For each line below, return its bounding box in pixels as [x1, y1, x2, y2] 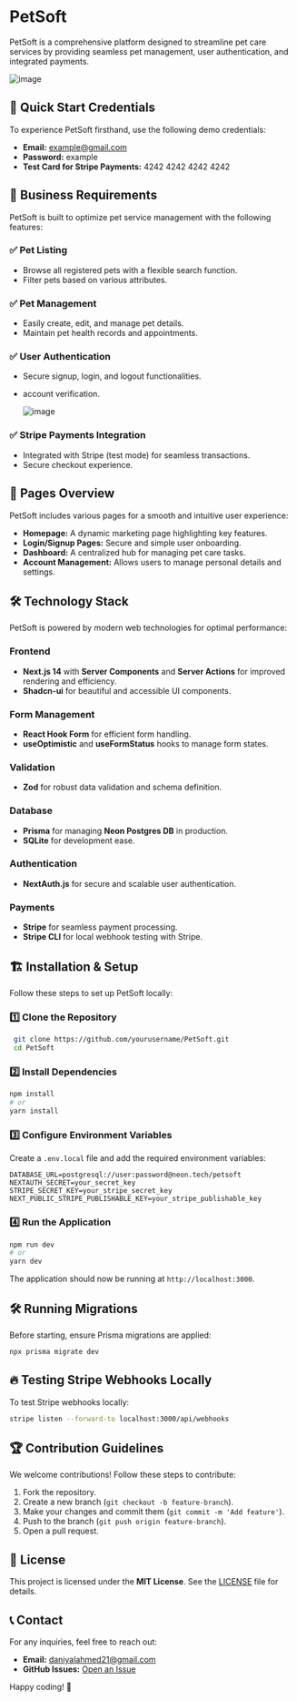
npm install [9, 1090, 54, 1099]
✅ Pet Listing [9, 244, 68, 257]
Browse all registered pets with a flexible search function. [22, 264, 238, 275]
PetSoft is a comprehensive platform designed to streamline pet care [9, 36, 267, 47]
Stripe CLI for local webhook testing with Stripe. [22, 932, 203, 942]
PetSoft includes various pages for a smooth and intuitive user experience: [9, 510, 289, 521]
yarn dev [9, 1257, 43, 1267]
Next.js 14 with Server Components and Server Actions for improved [22, 666, 286, 677]
